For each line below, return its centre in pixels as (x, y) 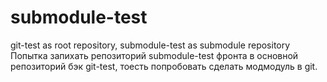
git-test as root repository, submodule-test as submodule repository (150, 45)
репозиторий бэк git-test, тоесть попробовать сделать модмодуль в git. (164, 66)
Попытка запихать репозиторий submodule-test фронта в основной (154, 55)
